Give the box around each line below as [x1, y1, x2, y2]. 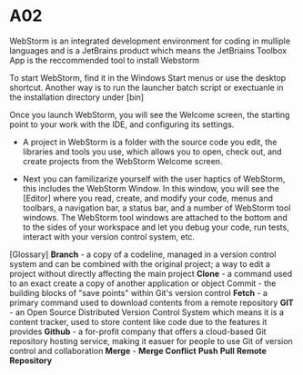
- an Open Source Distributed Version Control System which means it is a [9, 306, 285, 318]
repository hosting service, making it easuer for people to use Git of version [9, 335, 293, 346]
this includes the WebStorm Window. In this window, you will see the [22, 183, 279, 193]
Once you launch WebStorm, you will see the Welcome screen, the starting [9, 109, 290, 120]
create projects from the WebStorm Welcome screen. [22, 155, 223, 166]
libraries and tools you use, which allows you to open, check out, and [22, 146, 282, 157]
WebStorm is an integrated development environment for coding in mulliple [9, 35, 291, 46]
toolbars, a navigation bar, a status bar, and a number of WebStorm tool [22, 202, 291, 213]
